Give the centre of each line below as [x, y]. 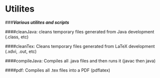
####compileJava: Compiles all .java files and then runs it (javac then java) [80, 61]
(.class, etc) [17, 37]
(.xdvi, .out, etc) [21, 51]
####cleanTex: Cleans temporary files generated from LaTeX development [80, 46]
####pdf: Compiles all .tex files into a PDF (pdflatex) [58, 70]
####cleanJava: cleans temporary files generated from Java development [80, 31]
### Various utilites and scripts [37, 22]
